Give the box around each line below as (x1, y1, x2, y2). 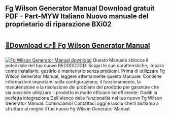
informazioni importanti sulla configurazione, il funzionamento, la (5, 79, 141, 84)
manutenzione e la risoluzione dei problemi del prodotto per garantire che (5, 84, 159, 90)
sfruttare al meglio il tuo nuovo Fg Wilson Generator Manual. (5, 106, 131, 111)
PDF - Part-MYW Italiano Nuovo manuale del (5, 12, 149, 21)
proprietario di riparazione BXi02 (5, 20, 112, 28)
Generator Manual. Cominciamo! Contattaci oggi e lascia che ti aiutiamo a (5, 100, 159, 106)
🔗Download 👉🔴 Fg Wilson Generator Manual (5, 41, 150, 50)
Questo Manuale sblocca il (93, 57, 149, 63)
